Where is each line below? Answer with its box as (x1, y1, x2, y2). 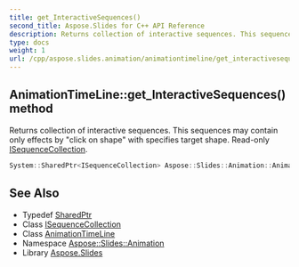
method (9, 101, 53, 117)
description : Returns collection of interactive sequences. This (9, 29, 256, 38)
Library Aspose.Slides (21, 247, 103, 258)
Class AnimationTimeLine (21, 228, 116, 239)
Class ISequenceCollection (21, 219, 122, 230)
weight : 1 (9, 46, 46, 55)
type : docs (9, 37, 50, 47)
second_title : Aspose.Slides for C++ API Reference (9, 21, 205, 30)
